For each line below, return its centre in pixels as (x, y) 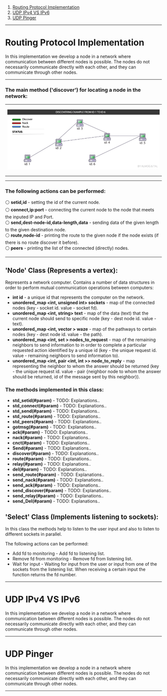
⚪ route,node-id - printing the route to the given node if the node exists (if (82, 235)
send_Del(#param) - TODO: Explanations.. (56, 501)
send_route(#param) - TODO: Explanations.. (58, 475)
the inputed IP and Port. (29, 217)
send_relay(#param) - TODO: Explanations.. (58, 496)
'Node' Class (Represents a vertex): (62, 270)
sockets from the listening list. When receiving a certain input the (79, 569)
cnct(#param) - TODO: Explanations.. (51, 443)
